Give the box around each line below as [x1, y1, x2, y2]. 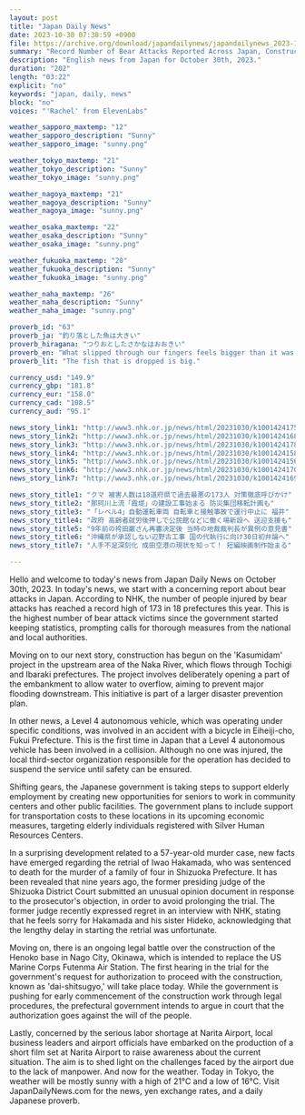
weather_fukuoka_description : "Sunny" [9, 265, 156, 274]
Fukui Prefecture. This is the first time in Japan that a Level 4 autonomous [9, 735, 286, 746]
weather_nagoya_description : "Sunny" [9, 197, 152, 207]
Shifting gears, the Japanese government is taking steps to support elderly [9, 781, 290, 792]
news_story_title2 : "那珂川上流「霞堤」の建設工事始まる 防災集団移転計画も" [9, 498, 275, 507]
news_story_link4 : [9, 448, 79, 457]
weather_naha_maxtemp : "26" [9, 289, 116, 298]
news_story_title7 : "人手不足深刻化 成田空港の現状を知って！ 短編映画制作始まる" [9, 541, 292, 550]
